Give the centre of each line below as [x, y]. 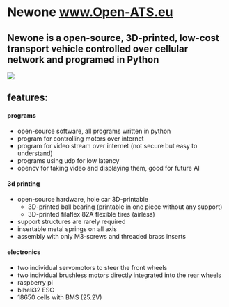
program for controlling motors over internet [80, 138]
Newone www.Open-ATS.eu [90, 12]
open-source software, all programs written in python [94, 131]
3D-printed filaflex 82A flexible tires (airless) [91, 214]
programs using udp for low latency [68, 160]
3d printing [24, 184]
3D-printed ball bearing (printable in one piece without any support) [125, 207]
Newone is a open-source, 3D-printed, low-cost [113, 38]
